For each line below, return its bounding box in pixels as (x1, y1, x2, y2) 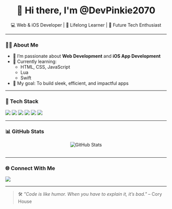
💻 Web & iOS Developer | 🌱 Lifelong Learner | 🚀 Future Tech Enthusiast (11, 22, 161, 28)
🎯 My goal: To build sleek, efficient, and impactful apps (12, 80, 129, 87)
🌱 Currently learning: (12, 58, 57, 65)
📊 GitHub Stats (5, 128, 45, 135)
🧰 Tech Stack (5, 98, 39, 105)
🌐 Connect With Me (5, 164, 55, 172)
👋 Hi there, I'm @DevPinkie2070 (16, 5, 156, 16)
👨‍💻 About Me (5, 41, 38, 48)
